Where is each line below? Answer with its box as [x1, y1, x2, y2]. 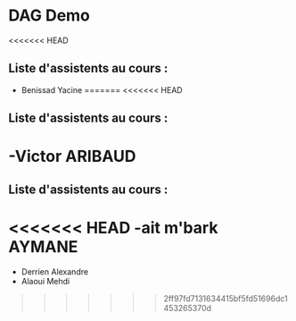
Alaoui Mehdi [21, 275, 70, 286]
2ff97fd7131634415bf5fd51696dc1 [163, 292, 288, 304]
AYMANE [8, 236, 78, 257]
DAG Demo [8, 5, 91, 26]
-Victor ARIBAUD [8, 147, 136, 166]
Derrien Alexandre [21, 266, 89, 277]
